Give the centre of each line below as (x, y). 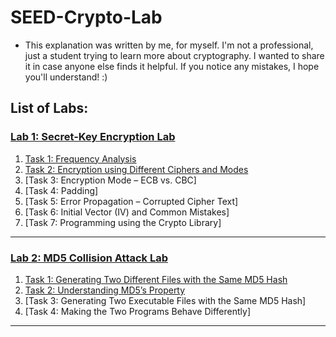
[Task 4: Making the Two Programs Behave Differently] (138, 311)
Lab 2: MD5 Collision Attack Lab (89, 258)
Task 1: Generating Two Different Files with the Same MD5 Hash (156, 279)
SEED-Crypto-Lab (86, 17)
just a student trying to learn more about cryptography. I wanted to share (174, 55)
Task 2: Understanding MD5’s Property (105, 290)
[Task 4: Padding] (61, 190)
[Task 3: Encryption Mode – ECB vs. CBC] (110, 180)
